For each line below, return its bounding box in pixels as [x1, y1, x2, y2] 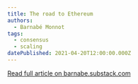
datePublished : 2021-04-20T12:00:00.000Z [7, 50, 132, 57]
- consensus [13, 37, 50, 44]
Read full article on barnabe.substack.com [7, 68, 131, 78]
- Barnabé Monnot [13, 23, 65, 30]
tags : [7, 30, 23, 37]
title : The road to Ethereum [7, 10, 93, 18]
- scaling [13, 43, 42, 50]
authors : [7, 17, 33, 24]
